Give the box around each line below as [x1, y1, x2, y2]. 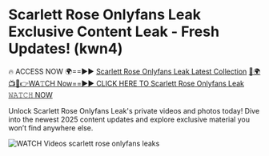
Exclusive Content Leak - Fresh [8, 22, 220, 41]
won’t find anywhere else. [8, 122, 94, 133]
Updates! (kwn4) [8, 40, 123, 58]
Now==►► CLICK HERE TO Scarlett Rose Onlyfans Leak [57, 78, 245, 88]
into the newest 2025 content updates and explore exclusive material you [8, 114, 251, 124]
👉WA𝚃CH [8, 78, 56, 88]
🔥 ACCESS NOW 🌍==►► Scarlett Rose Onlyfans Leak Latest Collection [8, 66, 247, 76]
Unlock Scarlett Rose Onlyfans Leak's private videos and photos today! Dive [8, 106, 260, 115]
